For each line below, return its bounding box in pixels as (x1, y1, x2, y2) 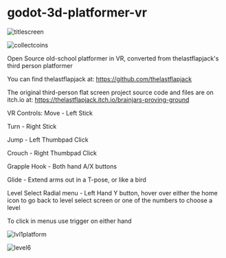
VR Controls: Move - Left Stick (7, 109, 93, 117)
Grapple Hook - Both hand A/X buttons (7, 162, 117, 170)
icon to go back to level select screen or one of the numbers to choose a (7, 196, 213, 204)
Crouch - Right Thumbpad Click (7, 149, 98, 157)
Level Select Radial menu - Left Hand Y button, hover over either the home (7, 189, 218, 197)
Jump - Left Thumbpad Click (7, 136, 89, 144)
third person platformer (7, 61, 74, 69)
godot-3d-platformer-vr (7, 5, 148, 21)
